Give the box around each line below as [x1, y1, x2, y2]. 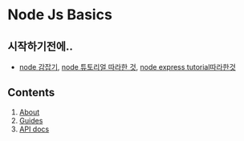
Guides [18, 115, 43, 125]
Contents [7, 86, 55, 99]
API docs [18, 124, 50, 134]
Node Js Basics [7, 6, 113, 24]
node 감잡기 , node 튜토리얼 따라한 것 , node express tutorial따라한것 [18, 62, 236, 71]
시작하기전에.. [7, 39, 73, 53]
